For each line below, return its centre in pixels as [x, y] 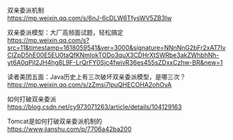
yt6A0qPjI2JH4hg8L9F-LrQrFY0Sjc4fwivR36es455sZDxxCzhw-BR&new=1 [115, 62]
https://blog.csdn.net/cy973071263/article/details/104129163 [95, 107]
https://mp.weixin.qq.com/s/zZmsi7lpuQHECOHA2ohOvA [90, 85]
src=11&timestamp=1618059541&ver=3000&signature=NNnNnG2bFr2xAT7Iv [116, 48]
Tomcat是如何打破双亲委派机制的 [55, 121]
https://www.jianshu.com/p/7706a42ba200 [69, 129]
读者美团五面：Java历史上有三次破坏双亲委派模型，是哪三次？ [97, 77]
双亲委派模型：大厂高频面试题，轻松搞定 [65, 32]
